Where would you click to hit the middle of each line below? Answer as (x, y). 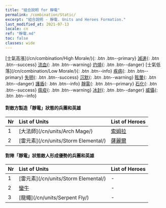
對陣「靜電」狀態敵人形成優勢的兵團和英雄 (50, 155)
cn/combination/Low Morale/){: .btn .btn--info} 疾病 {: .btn (75, 71)
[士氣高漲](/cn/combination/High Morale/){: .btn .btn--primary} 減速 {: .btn (82, 58)
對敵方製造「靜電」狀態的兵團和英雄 (43, 108)
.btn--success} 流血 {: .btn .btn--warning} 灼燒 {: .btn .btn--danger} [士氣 (81, 65)
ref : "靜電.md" (21, 34)
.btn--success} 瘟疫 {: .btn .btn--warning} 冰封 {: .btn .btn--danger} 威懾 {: (82, 90)
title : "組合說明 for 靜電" (32, 10)
